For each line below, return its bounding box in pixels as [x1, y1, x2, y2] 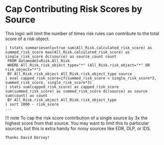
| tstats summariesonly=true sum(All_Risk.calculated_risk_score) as [5, 45, 153, 50]
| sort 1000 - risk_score [5, 102, 59, 107]
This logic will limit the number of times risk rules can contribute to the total [5, 30, 160, 36]
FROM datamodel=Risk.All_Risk [7, 58, 70, 63]
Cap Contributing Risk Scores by [5, 3, 143, 15]
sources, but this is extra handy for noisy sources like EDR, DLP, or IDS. [5, 125, 152, 131]
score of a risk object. [5, 36, 50, 42]
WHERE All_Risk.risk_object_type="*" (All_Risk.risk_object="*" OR [7, 63, 150, 68]
